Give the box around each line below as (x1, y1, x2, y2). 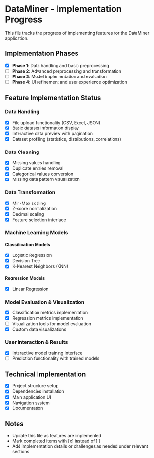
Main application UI (12, 394, 51, 400)
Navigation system (12, 400, 50, 406)
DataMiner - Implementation (5, 3, 122, 15)
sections (12, 448, 30, 454)
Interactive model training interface (12, 350, 83, 356)
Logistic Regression (12, 253, 52, 258)
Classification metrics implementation (12, 309, 88, 315)
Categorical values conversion (12, 171, 74, 177)
